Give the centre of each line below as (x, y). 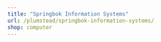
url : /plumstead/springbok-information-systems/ (81, 21)
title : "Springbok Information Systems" (68, 14)
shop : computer (30, 27)
